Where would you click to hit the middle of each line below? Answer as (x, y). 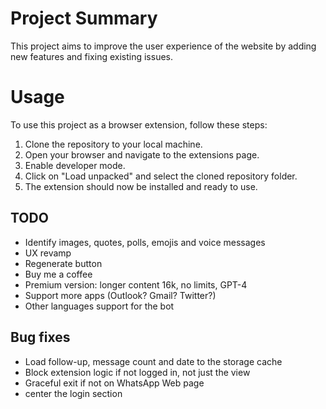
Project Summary (84, 18)
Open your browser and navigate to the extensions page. (142, 154)
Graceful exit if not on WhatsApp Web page (114, 383)
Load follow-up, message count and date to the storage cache (153, 361)
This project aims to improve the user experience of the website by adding (163, 46)
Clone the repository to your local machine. (113, 144)
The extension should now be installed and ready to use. (141, 186)
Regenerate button (63, 263)
